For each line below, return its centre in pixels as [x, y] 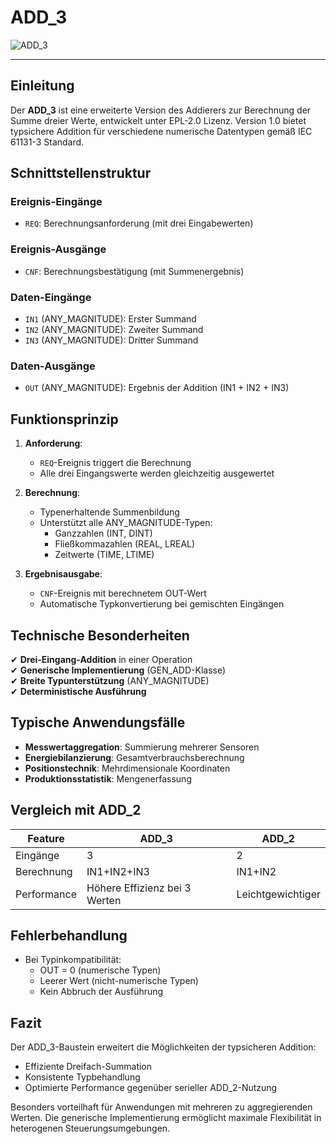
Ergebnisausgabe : [63, 574]
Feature [46, 838]
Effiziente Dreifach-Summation [88, 1067]
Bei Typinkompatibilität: [73, 960]
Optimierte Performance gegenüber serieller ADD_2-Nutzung [151, 1088]
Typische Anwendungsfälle [98, 722]
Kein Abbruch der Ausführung [101, 992]
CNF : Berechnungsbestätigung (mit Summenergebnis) [134, 271]
